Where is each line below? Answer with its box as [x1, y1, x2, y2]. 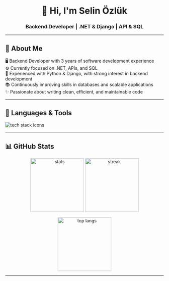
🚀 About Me [5, 44, 43, 53]
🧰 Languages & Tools [5, 109, 72, 117]
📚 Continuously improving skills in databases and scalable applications [5, 81, 153, 88]
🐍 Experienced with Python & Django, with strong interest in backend [5, 71, 148, 77]
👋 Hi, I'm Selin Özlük [42, 5, 127, 17]
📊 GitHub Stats [5, 142, 54, 151]
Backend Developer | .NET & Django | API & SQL [25, 23, 144, 30]
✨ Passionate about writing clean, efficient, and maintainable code [5, 89, 143, 95]
